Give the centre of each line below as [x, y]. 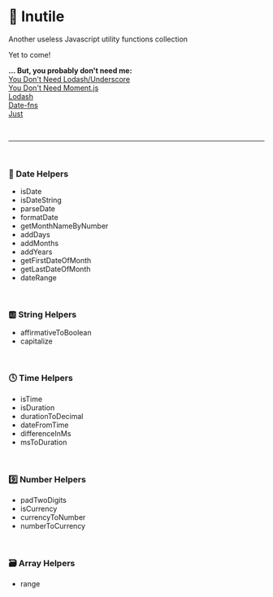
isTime [31, 399]
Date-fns [23, 105]
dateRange [38, 278]
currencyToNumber [53, 517]
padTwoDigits [43, 500]
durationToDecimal [52, 416]
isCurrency [39, 509]
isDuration [37, 407]
